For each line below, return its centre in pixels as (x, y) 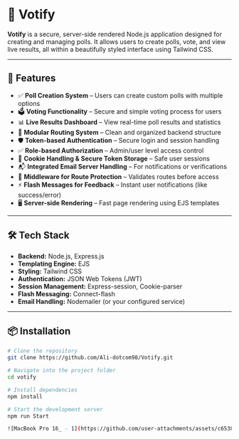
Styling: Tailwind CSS (50, 271)
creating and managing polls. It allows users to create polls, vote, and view (117, 41)
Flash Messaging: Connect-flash (66, 293)
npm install (25, 396)
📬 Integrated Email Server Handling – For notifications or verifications (122, 166)
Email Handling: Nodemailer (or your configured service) (101, 301)
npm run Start (28, 416)
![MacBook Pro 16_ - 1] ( (44, 429)
